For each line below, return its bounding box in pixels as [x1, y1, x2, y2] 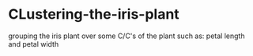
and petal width [8, 39, 59, 48]
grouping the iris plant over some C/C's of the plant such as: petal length [8, 31, 245, 40]
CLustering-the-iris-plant [8, 5, 179, 23]
